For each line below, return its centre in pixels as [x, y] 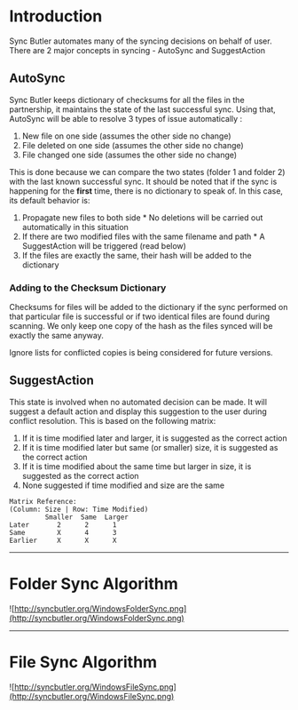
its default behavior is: [50, 200]
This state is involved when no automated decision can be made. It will [138, 402]
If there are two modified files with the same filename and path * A [143, 236]
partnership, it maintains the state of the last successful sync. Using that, [143, 109]
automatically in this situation [75, 227]
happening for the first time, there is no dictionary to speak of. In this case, [146, 191]
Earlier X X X [63, 540]
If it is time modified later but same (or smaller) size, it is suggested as [150, 447]
